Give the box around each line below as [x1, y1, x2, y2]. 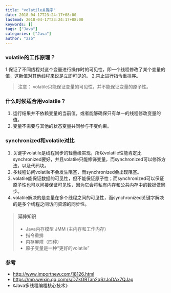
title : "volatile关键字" [5, 7, 56, 13]
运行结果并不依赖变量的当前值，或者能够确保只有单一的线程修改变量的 [12, 110, 161, 117]
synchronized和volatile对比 [5, 137, 75, 144]
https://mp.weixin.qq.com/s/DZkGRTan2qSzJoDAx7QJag [12, 277, 134, 283]
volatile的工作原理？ [5, 54, 56, 61]
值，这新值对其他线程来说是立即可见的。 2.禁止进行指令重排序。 [5, 73, 141, 79]
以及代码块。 [22, 162, 49, 169]
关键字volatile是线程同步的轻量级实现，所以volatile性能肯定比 [12, 149, 142, 156]
